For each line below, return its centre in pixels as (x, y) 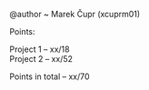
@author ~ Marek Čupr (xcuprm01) (75, 14)
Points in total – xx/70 (50, 76)
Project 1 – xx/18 (40, 49)
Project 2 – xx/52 (41, 59)
